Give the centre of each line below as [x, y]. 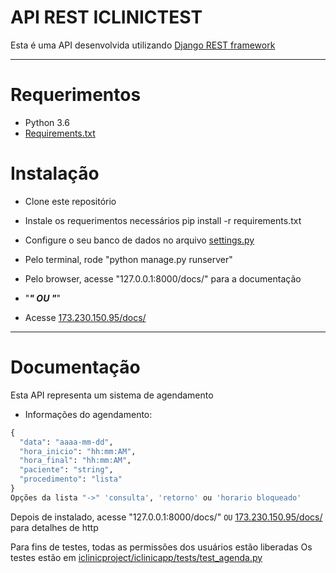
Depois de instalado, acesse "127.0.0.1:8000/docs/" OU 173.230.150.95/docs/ [166, 517]
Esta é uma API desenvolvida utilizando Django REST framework [143, 45]
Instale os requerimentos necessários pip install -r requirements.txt [163, 220]
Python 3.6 [47, 122]
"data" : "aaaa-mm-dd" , [66, 442]
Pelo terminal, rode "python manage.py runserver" [128, 259]
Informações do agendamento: [88, 414]
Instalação [55, 173]
